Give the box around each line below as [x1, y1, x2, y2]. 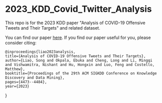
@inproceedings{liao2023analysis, [5, 49, 76, 54]
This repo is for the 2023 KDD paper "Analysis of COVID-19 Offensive [5, 20, 146, 26]
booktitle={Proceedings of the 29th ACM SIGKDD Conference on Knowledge [5, 70, 157, 76]
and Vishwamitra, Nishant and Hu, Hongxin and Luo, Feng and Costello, [5, 62, 155, 67]
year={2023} [5, 84, 29, 89]
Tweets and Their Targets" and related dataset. [5, 25, 101, 31]
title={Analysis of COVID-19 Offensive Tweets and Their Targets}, [5, 53, 146, 59]
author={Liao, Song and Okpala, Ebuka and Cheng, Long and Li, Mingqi [5, 58, 153, 63]
